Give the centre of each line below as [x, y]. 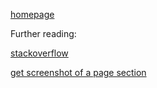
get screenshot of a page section [78, 72]
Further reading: [43, 33]
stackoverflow [39, 53]
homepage [32, 14]
